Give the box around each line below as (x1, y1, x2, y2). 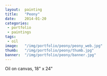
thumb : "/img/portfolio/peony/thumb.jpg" (5, 48, 94, 53)
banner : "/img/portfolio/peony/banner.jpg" (5, 52, 96, 57)
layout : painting (5, 7, 42, 12)
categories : (5, 20, 29, 26)
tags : (5, 35, 16, 39)
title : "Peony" (5, 12, 40, 17)
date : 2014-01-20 (5, 16, 47, 21)
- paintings (7, 30, 31, 35)
